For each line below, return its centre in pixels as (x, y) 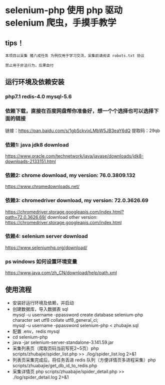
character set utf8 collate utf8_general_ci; (55, 320)
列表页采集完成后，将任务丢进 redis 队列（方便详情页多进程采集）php (84, 360)
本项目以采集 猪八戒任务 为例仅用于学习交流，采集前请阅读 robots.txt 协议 (75, 56)
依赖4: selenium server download (47, 236)
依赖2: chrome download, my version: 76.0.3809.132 (70, 175)
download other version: (72, 217)
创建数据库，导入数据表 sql (40, 309)
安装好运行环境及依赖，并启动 (43, 303)
